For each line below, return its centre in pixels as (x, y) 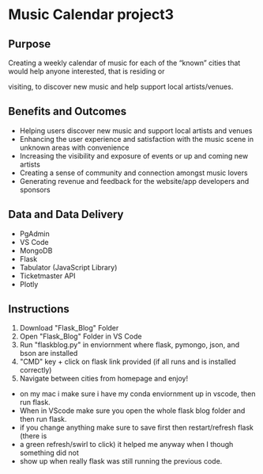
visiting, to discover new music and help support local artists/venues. (121, 86)
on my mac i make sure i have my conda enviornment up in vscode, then (137, 394)
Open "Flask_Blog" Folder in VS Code (81, 336)
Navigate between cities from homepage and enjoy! (104, 379)
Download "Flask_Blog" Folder (69, 328)
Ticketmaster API (48, 276)
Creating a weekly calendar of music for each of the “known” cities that (124, 63)
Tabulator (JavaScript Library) (68, 267)
